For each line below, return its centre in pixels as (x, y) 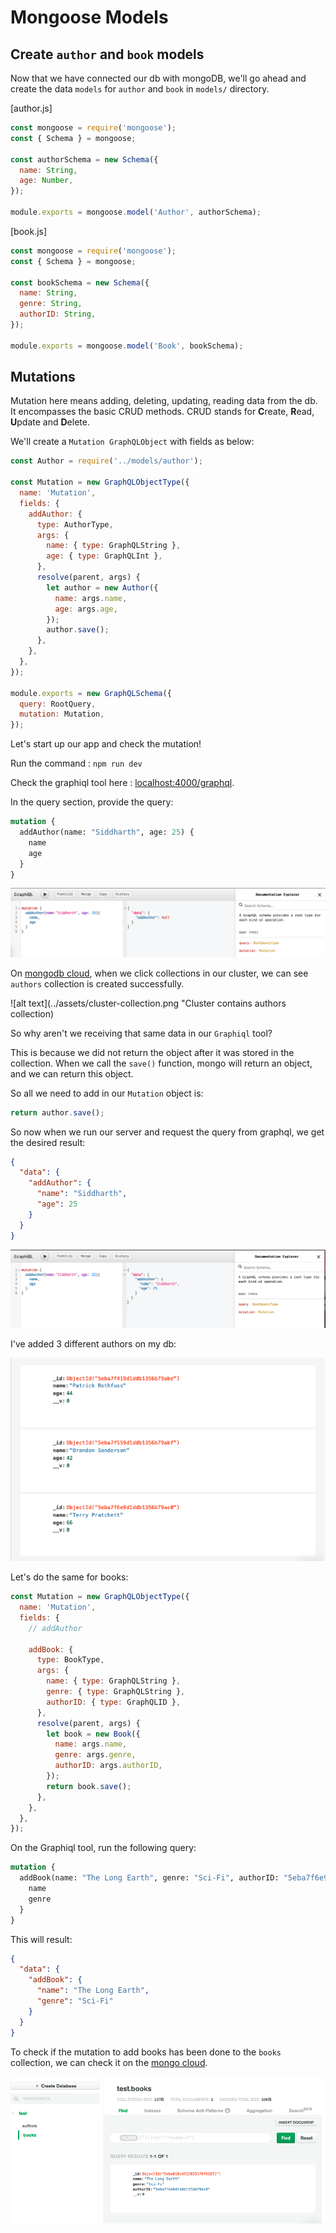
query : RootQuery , (58, 704)
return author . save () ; (57, 1112)
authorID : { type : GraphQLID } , (114, 1702)
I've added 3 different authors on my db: (93, 1344)
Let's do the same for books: (69, 1577)
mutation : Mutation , (62, 714)
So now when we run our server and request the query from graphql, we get (167, 1132)
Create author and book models (107, 54)
